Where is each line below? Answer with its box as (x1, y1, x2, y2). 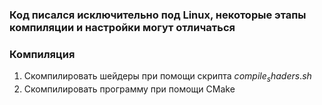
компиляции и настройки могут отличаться (9, 20, 236, 34)
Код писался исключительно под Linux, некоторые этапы (9, 8, 307, 22)
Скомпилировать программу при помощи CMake (23, 83, 236, 95)
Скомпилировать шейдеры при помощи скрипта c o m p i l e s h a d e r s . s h (23, 70, 312, 85)
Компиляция (9, 47, 76, 61)
